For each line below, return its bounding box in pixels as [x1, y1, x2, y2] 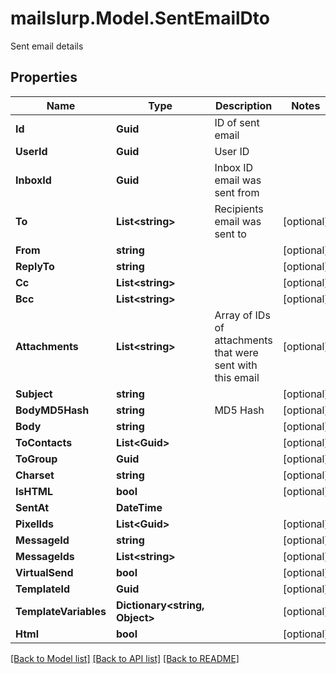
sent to [214, 227, 247, 241]
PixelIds [15, 517, 55, 531]
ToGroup [15, 452, 58, 466]
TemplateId [15, 582, 71, 596]
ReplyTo [15, 259, 55, 273]
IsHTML [15, 484, 54, 498]
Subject [15, 387, 53, 401]
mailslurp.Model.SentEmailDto [10, 7, 270, 30]
